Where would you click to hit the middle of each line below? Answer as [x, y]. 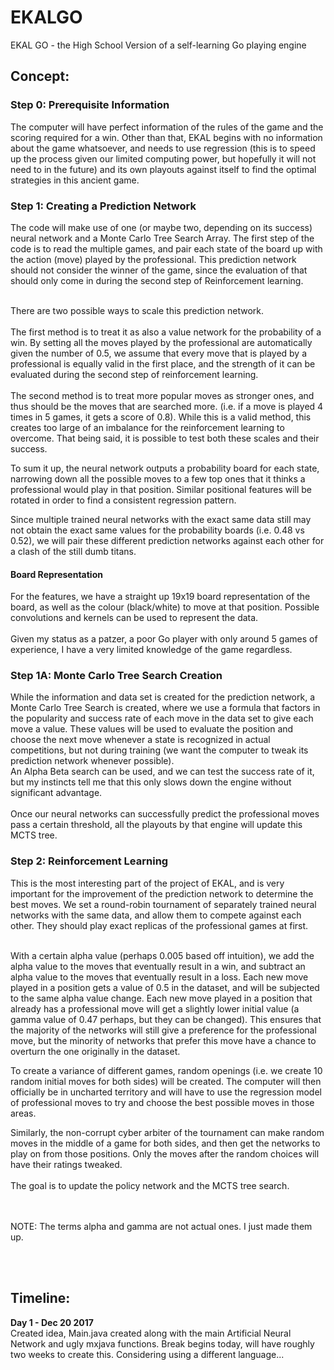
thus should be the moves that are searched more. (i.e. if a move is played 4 [167, 406]
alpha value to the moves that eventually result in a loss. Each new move [159, 977]
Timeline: [40, 1298]
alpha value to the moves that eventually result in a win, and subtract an [158, 966]
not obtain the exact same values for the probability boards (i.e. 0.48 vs [157, 530]
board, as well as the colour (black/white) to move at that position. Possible [165, 607]
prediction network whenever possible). [92, 761]
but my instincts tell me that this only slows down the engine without [151, 782]
